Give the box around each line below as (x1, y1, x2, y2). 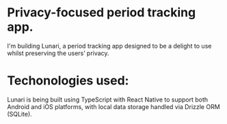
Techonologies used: (7, 73, 129, 89)
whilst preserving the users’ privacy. (7, 49, 109, 57)
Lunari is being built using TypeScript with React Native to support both (7, 95, 209, 104)
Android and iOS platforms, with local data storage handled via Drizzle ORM (7, 102, 220, 110)
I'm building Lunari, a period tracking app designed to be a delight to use (7, 42, 212, 50)
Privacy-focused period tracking (7, 5, 196, 20)
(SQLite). (7, 110, 32, 118)
